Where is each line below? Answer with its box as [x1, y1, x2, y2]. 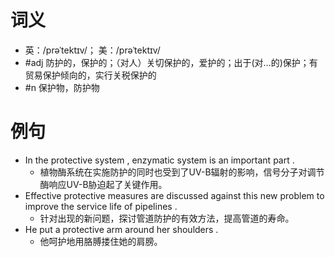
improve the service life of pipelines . [24, 200, 178, 212]
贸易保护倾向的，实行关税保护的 [24, 69, 157, 81]
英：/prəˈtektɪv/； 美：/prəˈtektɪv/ [24, 44, 161, 56]
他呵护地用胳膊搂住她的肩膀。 [39, 235, 163, 247]
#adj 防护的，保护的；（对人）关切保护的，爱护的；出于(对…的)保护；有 [24, 56, 318, 68]
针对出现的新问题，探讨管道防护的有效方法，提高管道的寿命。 [39, 212, 295, 224]
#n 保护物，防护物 [24, 81, 100, 93]
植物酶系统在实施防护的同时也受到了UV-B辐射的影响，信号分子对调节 [39, 166, 325, 178]
